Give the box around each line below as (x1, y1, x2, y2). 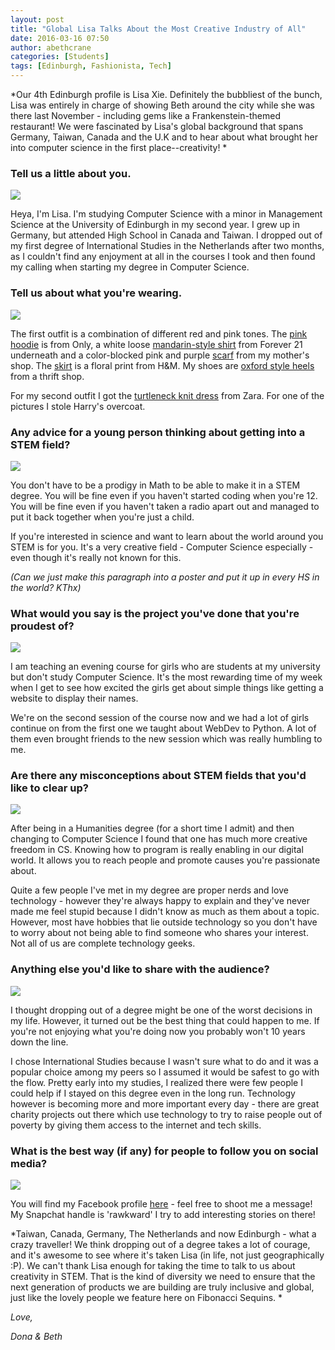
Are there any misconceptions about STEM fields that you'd (10, 769, 307, 783)
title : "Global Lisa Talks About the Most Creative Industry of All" (10, 24, 307, 34)
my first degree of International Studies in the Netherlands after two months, (10, 240, 325, 252)
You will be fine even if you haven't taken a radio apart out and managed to (10, 500, 320, 512)
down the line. (10, 1036, 69, 1048)
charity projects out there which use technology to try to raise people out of (10, 1108, 323, 1120)
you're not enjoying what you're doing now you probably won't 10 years (10, 1025, 306, 1037)
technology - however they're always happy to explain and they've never (10, 895, 310, 907)
